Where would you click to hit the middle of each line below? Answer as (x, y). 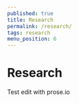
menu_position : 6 (32, 39)
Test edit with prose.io (38, 92)
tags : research (29, 33)
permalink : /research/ (39, 26)
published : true (30, 13)
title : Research (30, 20)
